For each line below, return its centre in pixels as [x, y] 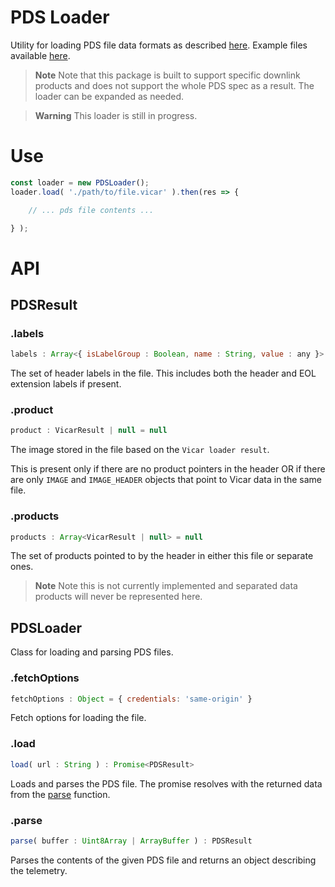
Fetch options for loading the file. [78, 718]
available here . [40, 55]
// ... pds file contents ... [91, 210]
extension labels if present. [66, 384]
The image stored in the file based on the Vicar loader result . [140, 450]
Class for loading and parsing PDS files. [92, 652]
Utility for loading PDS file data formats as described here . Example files [159, 45]
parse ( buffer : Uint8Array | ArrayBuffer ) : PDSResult [131, 841]
